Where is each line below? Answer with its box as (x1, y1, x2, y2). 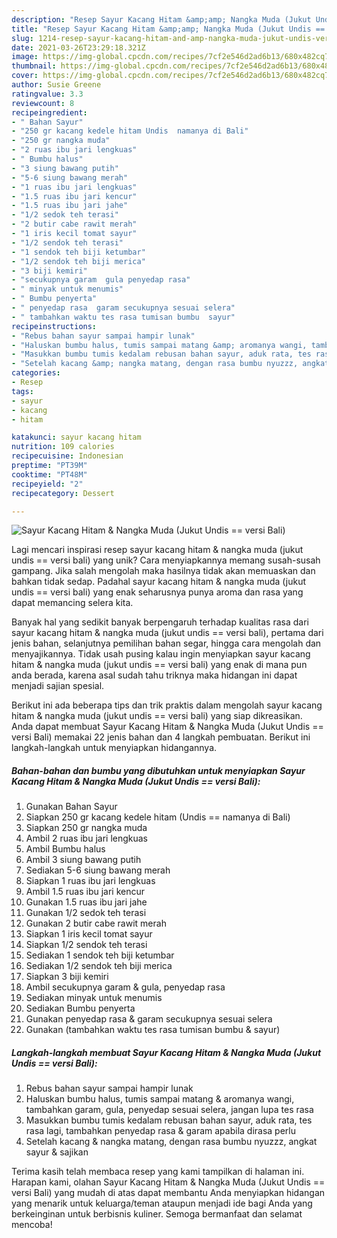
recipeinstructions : (11, 321, 98, 331)
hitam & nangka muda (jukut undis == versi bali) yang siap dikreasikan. (11, 710, 303, 722)
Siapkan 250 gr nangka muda (25, 822, 148, 834)
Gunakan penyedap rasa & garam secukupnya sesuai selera (25, 1013, 273, 1025)
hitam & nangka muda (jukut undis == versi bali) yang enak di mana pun (11, 659, 308, 671)
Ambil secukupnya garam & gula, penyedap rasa (25, 981, 226, 993)
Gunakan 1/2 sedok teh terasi (25, 907, 147, 919)
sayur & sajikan (25, 1146, 89, 1158)
